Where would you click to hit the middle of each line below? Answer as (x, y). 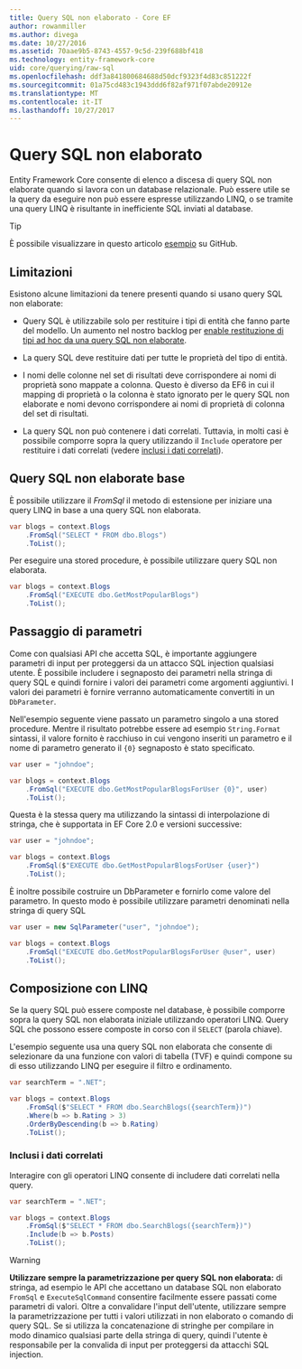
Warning (25, 1261)
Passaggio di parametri (76, 632)
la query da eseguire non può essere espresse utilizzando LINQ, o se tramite (151, 199)
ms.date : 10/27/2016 (48, 43)
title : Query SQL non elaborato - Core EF (90, 18)
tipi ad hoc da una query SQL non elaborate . (105, 340)
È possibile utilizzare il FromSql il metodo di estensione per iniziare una (141, 500)
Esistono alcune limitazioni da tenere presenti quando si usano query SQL (146, 294)
